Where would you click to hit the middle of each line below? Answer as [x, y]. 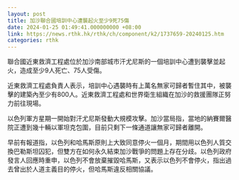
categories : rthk [33, 41]
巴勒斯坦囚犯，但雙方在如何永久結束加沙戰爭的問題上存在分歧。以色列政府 [122, 152]
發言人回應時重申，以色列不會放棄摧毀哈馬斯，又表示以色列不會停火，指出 [116, 160]
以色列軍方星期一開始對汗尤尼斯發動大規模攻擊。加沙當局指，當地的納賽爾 [116, 119]
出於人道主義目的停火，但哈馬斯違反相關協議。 [88, 169]
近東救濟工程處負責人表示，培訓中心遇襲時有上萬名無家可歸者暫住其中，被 [116, 85]
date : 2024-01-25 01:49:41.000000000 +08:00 [74, 27]
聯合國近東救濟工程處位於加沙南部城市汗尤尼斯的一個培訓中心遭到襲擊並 [113, 62]
